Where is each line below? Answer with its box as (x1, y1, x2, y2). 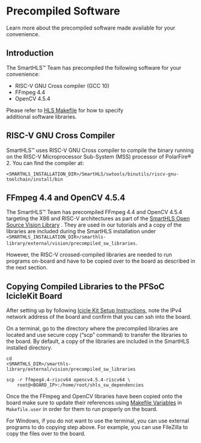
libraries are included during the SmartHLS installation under (6, 228, 156, 235)
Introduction (6, 48, 54, 58)
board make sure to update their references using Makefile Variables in (6, 399, 182, 406)
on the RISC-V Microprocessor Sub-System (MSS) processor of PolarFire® (6, 152, 191, 160)
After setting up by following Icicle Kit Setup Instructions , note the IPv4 (6, 307, 182, 314)
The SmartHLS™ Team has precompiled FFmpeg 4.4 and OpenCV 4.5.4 (6, 209, 182, 216)
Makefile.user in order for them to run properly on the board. (6, 406, 158, 413)
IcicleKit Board (6, 291, 63, 301)
